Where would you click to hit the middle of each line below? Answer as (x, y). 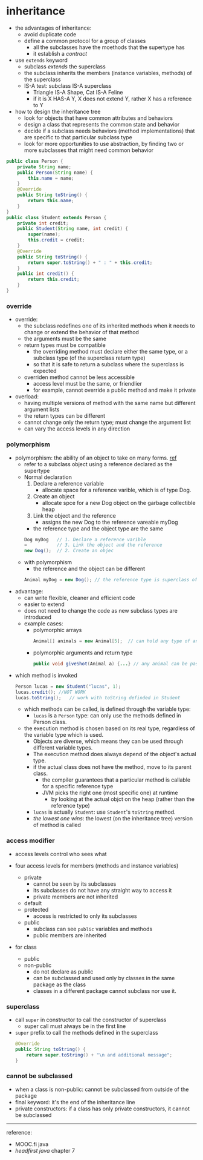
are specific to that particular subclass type (78, 137)
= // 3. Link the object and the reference (93, 545)
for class (26, 947)
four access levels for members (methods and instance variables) (97, 865)
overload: (27, 397)
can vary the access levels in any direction (77, 429)
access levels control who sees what (61, 854)
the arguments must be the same (65, 339)
